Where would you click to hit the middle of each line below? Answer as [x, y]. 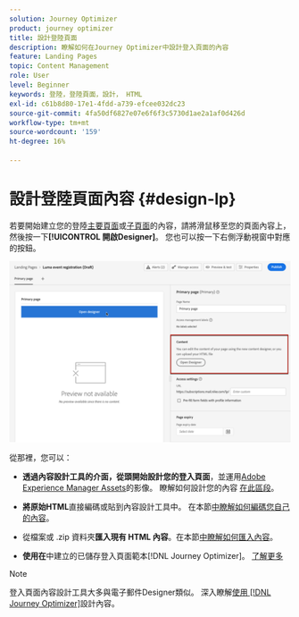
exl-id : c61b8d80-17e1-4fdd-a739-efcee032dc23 [97, 104]
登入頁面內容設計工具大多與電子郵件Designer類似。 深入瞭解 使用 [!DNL [140, 592]
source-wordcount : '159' [55, 132]
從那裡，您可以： [41, 457]
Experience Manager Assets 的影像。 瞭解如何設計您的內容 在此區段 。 [150, 487]
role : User [29, 76]
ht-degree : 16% [37, 142]
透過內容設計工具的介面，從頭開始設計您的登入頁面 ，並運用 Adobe [144, 476]
